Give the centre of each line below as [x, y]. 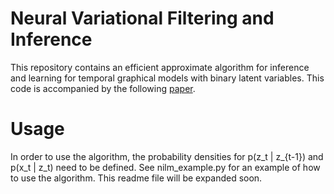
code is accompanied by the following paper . [103, 88]
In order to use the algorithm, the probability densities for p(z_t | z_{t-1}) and [167, 156]
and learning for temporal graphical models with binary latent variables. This [167, 78]
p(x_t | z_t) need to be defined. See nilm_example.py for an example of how [165, 167]
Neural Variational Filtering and [142, 18]
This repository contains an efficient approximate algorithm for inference [160, 67]
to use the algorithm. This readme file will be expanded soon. [136, 178]
